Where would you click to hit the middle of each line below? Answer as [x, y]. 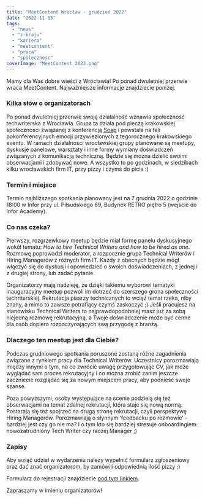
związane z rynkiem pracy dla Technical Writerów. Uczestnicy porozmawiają [102, 360]
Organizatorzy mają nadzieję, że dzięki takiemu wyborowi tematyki [91, 285]
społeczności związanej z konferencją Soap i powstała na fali [84, 130]
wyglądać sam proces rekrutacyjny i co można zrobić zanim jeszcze [92, 373]
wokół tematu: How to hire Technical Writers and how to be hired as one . [98, 247]
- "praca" [24, 52]
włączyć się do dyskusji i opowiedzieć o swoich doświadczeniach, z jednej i [102, 267]
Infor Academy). [27, 211]
